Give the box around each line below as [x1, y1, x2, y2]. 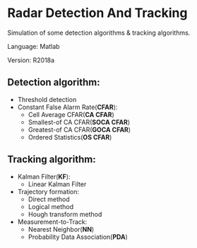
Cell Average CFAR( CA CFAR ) [28, 110, 114, 118]
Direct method [28, 195, 71, 203]
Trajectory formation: [17, 187, 80, 196]
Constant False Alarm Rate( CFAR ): [17, 103, 118, 111]
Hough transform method [28, 210, 102, 218]
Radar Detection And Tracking [7, 5, 188, 21]
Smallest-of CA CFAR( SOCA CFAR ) [28, 118, 131, 126]
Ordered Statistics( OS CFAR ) [28, 133, 112, 141]
